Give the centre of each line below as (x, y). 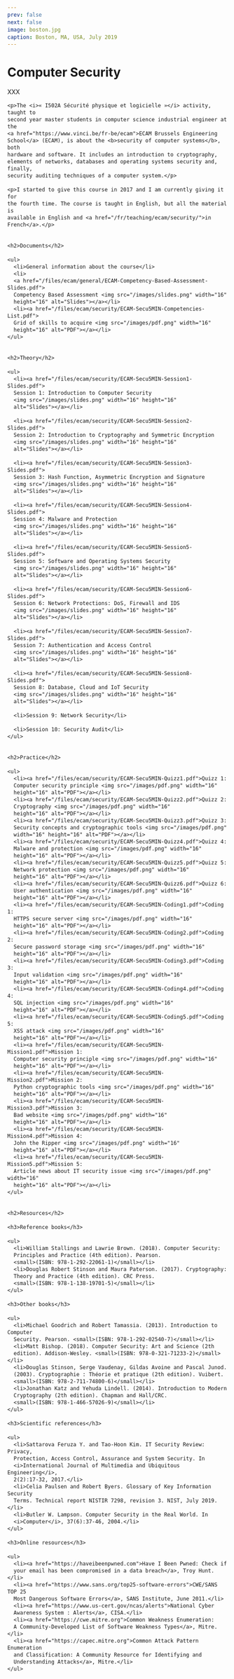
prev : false (25, 15)
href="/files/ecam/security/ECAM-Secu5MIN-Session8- (114, 674)
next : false (25, 22)
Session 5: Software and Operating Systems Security (92, 562)
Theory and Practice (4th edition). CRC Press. (84, 1277)
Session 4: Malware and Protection (66, 519)
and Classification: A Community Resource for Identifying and (108, 1655)
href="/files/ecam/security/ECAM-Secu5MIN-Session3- (114, 463)
